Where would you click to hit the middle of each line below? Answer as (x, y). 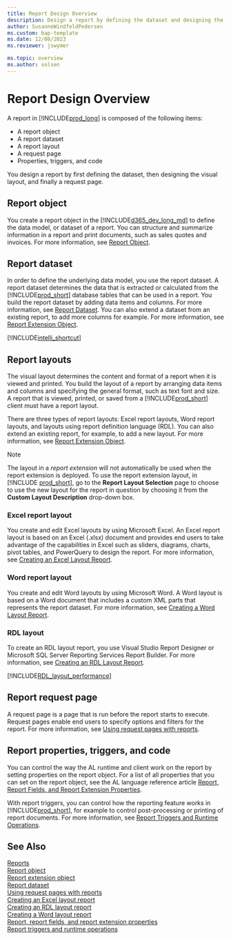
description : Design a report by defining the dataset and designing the (115, 20)
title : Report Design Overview (52, 13)
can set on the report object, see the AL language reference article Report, (113, 782)
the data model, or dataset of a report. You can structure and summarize (110, 227)
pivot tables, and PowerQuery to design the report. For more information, (111, 552)
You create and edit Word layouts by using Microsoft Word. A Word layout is (115, 593)
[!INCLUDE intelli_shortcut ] (44, 338)
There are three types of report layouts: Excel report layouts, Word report (111, 419)
